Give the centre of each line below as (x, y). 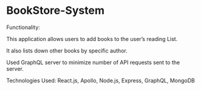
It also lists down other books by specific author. (67, 50)
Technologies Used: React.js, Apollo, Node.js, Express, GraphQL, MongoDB (101, 80)
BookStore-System (56, 11)
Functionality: (23, 27)
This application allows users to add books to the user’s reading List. (92, 39)
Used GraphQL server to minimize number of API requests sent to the (93, 62)
